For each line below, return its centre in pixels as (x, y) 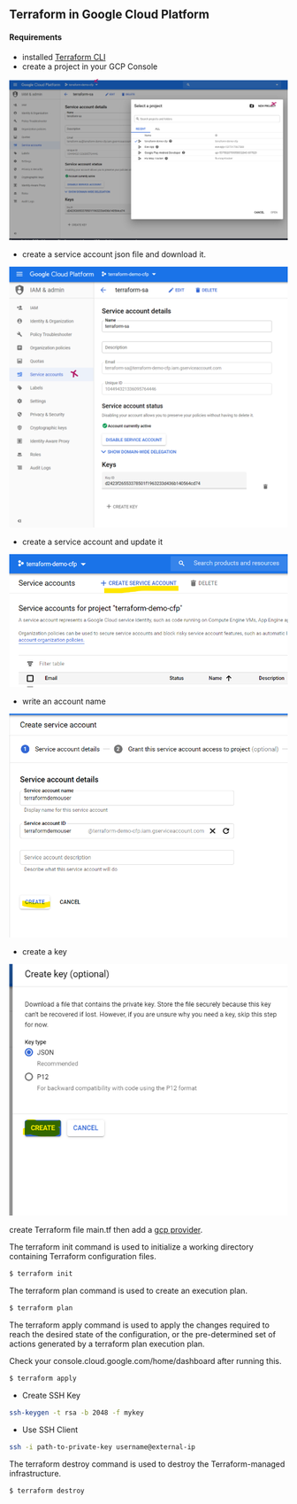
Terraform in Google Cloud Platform (109, 15)
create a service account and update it (92, 542)
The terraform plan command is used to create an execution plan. (129, 1291)
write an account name (64, 701)
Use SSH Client (50, 1430)
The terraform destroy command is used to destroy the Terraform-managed (147, 1464)
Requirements (36, 37)
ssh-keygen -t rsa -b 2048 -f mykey (76, 1413)
